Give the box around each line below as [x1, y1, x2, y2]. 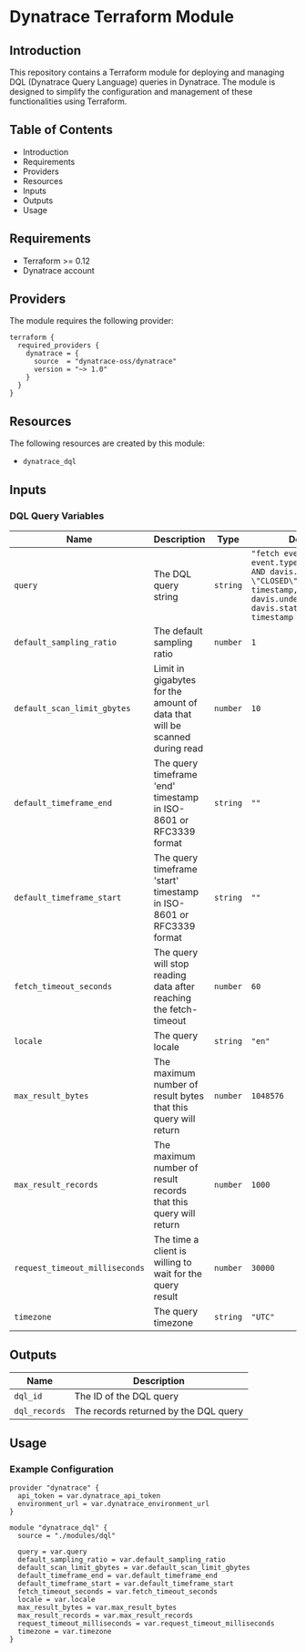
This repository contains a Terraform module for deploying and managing [9, 67, 285, 77]
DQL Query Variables [9, 509, 105, 521]
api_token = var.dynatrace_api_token [17, 1492, 161, 1501]
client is [153, 1244, 187, 1257]
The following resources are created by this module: [9, 438, 206, 449]
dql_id [14, 1390, 43, 1401]
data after [153, 980, 196, 993]
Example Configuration [9, 1463, 114, 1476]
